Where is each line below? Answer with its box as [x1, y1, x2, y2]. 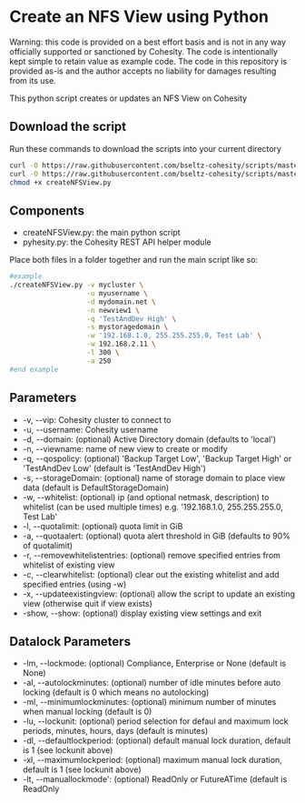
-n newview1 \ [86, 306, 141, 315]
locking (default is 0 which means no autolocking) [22, 687, 210, 698]
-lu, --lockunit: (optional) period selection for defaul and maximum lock [22, 716, 289, 727]
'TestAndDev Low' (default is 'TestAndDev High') [22, 462, 207, 474]
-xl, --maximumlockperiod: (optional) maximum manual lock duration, [22, 755, 283, 766]
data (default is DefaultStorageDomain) [22, 482, 170, 493]
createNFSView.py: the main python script [22, 227, 181, 238]
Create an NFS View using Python [9, 6, 270, 27]
